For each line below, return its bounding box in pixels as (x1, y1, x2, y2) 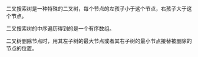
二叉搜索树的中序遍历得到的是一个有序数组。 (6, 25, 115, 32)
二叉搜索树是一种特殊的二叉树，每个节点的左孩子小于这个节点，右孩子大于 (6, 5, 187, 12)
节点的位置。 (6, 45, 37, 52)
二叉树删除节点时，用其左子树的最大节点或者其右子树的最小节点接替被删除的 (6, 38, 192, 44)
